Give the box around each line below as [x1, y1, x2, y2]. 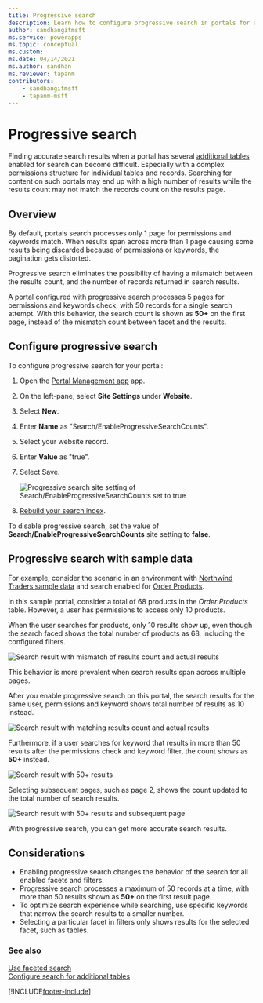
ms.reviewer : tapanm [8, 70, 76, 78]
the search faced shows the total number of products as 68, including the [8, 629, 245, 638]
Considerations [8, 847, 85, 860]
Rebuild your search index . [19, 505, 106, 515]
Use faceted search [8, 963, 72, 972]
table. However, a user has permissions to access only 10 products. [8, 605, 225, 615]
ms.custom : [8, 48, 44, 56]
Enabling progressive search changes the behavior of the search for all [19, 867, 249, 877]
